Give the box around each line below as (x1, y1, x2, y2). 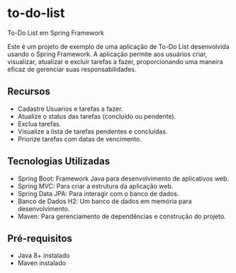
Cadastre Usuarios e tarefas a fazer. (17, 105, 123, 113)
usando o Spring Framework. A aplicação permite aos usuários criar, (7, 50, 208, 58)
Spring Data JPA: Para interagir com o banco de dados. (17, 189, 179, 198)
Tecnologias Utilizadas (7, 155, 111, 168)
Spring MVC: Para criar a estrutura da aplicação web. (17, 181, 174, 190)
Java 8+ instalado (17, 251, 70, 260)
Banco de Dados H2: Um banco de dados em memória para (17, 197, 193, 205)
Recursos (7, 85, 51, 97)
